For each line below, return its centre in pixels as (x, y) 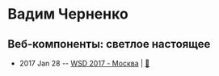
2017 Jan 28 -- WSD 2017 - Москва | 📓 (84, 63)
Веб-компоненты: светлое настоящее (109, 44)
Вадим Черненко (68, 14)
